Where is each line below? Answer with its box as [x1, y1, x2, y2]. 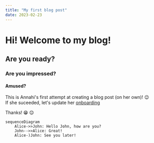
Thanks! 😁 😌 [5, 110, 34, 116]
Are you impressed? [5, 70, 56, 77]
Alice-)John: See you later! [14, 133, 76, 138]
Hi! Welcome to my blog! [5, 34, 111, 46]
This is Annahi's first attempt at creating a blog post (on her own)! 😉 [5, 94, 149, 100]
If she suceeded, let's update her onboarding [5, 99, 100, 106]
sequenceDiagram [5, 119, 40, 125]
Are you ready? [5, 55, 55, 64]
